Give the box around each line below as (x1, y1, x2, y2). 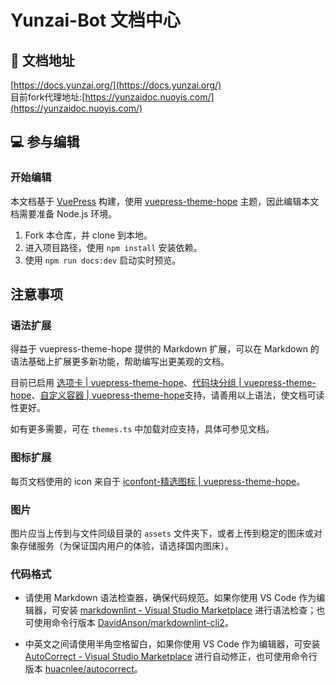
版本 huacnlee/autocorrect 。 (24, 663, 143, 675)
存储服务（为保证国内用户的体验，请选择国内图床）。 (18, 539, 234, 551)
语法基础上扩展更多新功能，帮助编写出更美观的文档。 (10, 356, 230, 368)
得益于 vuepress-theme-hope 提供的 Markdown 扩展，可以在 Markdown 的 (10, 343, 320, 355)
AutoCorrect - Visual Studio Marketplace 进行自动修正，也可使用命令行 (24, 651, 318, 663)
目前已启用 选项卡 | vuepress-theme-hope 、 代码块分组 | (10, 377, 242, 389)
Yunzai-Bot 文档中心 (10, 9, 181, 32)
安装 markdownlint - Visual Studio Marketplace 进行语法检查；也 (59, 604, 326, 616)
